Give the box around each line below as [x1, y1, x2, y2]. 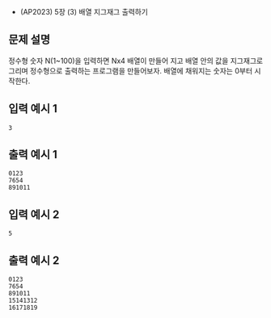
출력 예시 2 [8, 253, 60, 267]
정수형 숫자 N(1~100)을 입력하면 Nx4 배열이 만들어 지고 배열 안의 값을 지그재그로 [8, 56, 264, 65]
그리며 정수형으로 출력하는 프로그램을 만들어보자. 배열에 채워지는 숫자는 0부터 [8, 65, 253, 75]
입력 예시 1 [8, 102, 58, 115]
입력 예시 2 [8, 207, 60, 221]
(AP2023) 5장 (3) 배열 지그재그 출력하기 [19, 7, 148, 16]
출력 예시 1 [8, 148, 58, 161]
